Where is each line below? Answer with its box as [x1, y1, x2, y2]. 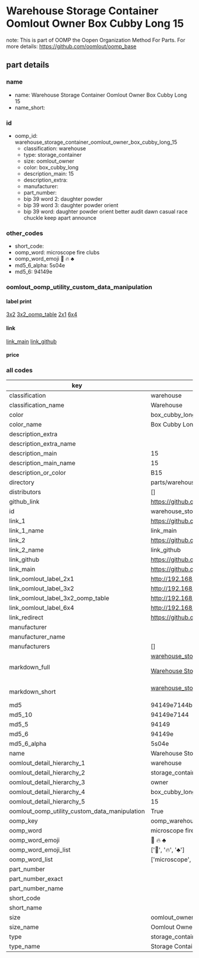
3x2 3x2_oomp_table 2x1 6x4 [6, 311, 78, 318]
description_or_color [9, 469, 66, 477]
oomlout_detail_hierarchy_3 [9, 778, 85, 786]
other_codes [6, 229, 43, 237]
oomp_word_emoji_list [9, 846, 71, 854]
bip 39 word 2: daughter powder [23, 195, 103, 203]
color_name [9, 420, 42, 429]
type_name [9, 943, 40, 951]
